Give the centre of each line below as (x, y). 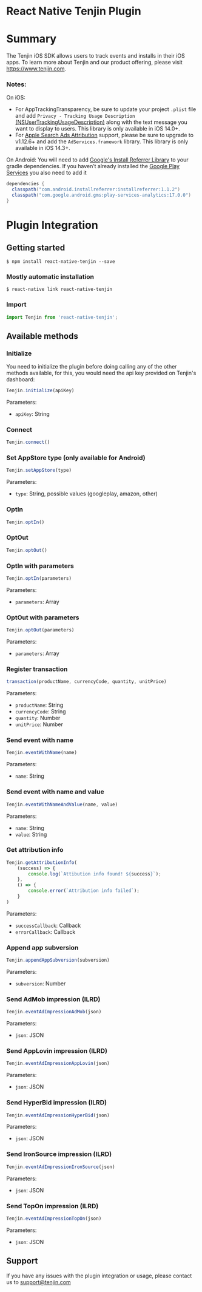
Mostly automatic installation (50, 276)
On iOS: (16, 98)
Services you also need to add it (46, 173)
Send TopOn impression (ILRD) (52, 1206)
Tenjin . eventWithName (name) (42, 753)
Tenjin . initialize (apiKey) (40, 391)
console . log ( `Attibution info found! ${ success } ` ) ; (95, 874)
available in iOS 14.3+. (43, 148)
